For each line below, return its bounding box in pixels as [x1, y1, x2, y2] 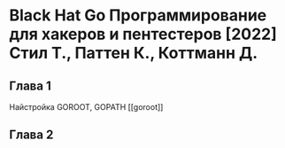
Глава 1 [9, 78, 51, 93]
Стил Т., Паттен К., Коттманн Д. [9, 43, 258, 63]
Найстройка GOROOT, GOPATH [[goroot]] [9, 102, 164, 112]
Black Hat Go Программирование [9, 5, 267, 26]
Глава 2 [9, 128, 54, 143]
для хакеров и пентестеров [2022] [9, 24, 277, 44]
